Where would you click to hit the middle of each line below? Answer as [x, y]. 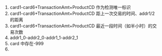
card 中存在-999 [27, 43]
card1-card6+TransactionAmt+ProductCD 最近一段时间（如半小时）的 [81, 26]
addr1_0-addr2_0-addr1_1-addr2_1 [44, 38]
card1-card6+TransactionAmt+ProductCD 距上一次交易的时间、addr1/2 [82, 13]
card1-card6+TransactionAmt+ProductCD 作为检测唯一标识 [70, 7]
